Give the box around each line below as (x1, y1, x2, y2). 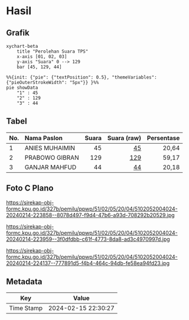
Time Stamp (9, 304, 43, 312)
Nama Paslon (24, 134, 63, 142)
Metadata (6, 277, 43, 287)
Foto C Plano (6, 183, 54, 193)
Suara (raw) (107, 134, 142, 142)
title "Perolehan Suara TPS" (17, 49, 89, 54)
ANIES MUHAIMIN (24, 144, 76, 152)
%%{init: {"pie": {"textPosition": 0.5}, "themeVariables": (6, 75, 158, 80)
